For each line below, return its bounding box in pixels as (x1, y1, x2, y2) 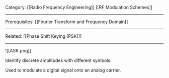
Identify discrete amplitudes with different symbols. (5, 57, 112, 63)
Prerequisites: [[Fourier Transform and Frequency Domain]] (5, 19, 128, 25)
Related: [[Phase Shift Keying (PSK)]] (5, 33, 82, 39)
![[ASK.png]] (5, 48, 31, 53)
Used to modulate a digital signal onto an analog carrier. (5, 67, 121, 73)
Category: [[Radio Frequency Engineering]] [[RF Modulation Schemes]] (5, 5, 152, 10)
